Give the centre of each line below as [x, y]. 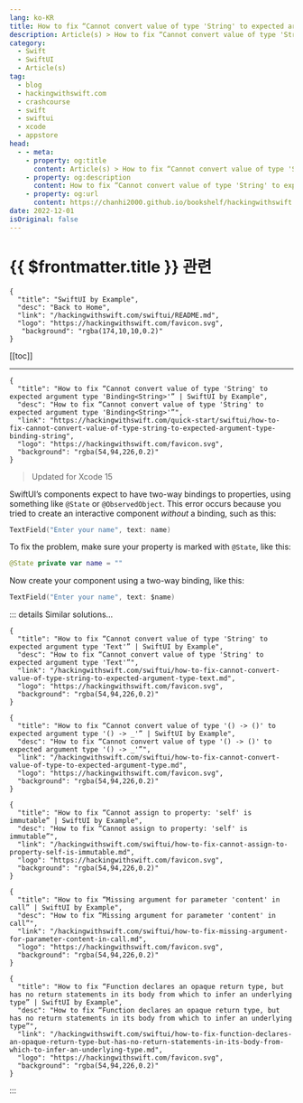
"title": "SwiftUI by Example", [78, 299]
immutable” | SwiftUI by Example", [76, 821]
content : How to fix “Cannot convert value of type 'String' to [156, 186]
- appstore [38, 136]
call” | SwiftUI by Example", [66, 908]
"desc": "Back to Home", [64, 307]
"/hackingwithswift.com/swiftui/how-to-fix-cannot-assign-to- [169, 845]
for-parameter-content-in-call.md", [78, 939]
